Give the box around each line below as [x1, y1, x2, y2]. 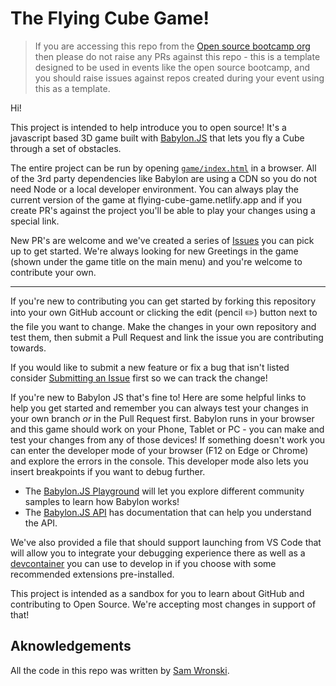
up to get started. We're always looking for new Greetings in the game [10, 245, 299, 257]
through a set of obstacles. [10, 142, 122, 154]
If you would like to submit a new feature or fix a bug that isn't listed [10, 361, 290, 373]
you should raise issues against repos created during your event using [34, 72, 325, 84]
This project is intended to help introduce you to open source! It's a [10, 121, 287, 133]
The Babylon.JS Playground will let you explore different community [24, 485, 305, 497]
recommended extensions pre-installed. [10, 568, 175, 580]
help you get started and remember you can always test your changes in [10, 402, 309, 414]
